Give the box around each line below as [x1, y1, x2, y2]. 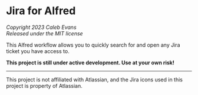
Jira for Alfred [6, 4, 76, 18]
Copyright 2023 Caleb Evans [6, 24, 77, 31]
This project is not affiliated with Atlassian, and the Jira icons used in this [6, 76, 183, 83]
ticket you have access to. [6, 47, 70, 54]
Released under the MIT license [6, 30, 84, 37]
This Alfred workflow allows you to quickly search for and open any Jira [6, 41, 180, 48]
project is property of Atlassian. [6, 82, 82, 89]
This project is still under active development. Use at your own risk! [6, 59, 175, 66]
